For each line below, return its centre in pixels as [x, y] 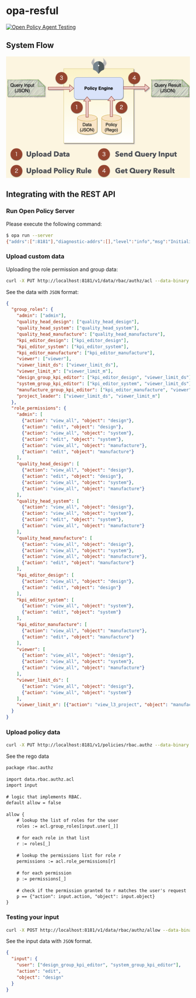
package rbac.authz [30, 768]
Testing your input [33, 917]
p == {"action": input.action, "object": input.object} [86, 897]
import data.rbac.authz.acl [40, 780]
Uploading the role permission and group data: [62, 269]
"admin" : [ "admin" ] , [41, 316]
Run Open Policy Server [40, 211]
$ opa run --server [30, 235]
